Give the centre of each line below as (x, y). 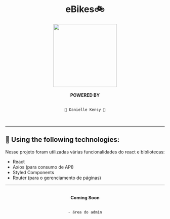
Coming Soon (85, 197)
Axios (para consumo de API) (43, 167)
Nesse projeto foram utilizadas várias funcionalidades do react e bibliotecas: (85, 152)
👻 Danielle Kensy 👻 (85, 109)
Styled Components (33, 172)
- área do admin (85, 212)
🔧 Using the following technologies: (62, 140)
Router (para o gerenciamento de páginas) (57, 178)
